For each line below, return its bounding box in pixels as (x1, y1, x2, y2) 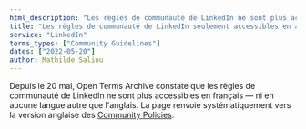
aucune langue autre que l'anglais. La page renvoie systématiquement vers (9, 100, 291, 110)
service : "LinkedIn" (9, 30, 88, 39)
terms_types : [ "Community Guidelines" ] (9, 38, 161, 48)
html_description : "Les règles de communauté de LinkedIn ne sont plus (9, 13, 287, 23)
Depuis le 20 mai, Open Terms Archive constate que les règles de (9, 81, 256, 91)
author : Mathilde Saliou (9, 55, 104, 64)
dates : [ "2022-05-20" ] (9, 47, 96, 56)
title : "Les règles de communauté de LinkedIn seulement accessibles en (9, 22, 291, 31)
